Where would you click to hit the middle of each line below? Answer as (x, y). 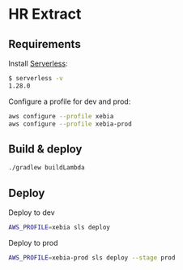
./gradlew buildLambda (47, 168)
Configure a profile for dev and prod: (70, 101)
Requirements (45, 44)
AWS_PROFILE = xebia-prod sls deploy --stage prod (92, 257)
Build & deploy (45, 149)
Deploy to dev (32, 212)
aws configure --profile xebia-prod (70, 124)
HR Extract (45, 14)
